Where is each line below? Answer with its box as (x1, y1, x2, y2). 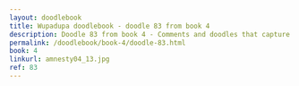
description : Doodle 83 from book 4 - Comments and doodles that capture (9, 30, 291, 39)
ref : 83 (9, 64, 38, 73)
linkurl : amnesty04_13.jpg (9, 55, 110, 64)
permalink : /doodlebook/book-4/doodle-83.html (9, 38, 186, 47)
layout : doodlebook (9, 13, 82, 22)
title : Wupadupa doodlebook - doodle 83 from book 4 (9, 21, 210, 30)
